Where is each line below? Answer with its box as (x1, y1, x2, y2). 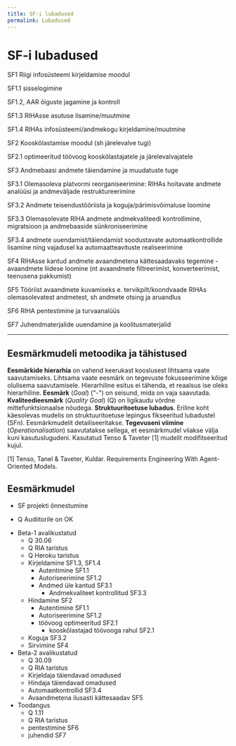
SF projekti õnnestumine (17, 501, 88, 510)
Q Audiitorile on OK (17, 515, 74, 524)
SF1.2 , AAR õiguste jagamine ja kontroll (7, 98, 121, 106)
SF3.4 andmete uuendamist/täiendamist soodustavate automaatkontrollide (7, 236, 223, 244)
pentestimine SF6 (27, 723, 79, 732)
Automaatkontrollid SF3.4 (27, 686, 102, 695)
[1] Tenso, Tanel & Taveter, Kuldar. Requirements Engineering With (7, 455, 199, 463)
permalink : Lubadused (7, 17, 71, 24)
